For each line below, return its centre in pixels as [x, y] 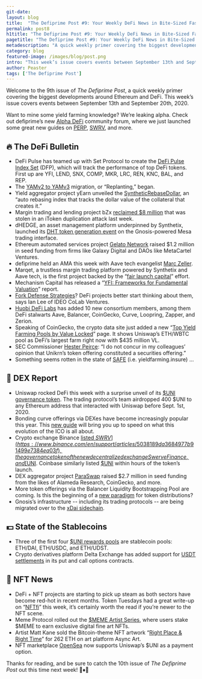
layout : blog [23, 17]
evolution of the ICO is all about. [55, 431]
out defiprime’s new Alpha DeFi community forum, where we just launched [99, 122]
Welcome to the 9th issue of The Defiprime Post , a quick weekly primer [95, 90]
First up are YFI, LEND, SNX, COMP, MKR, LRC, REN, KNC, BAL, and [99, 174]
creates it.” [28, 206]
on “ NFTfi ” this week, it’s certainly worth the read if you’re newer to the [103, 607]
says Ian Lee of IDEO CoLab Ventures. [62, 302]
